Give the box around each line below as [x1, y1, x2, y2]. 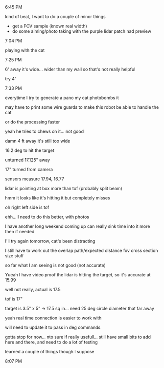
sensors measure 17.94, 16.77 [5, 176, 65, 182]
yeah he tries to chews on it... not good [5, 128, 84, 134]
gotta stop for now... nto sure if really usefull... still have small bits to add [5, 334, 151, 340]
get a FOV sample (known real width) [12, 23, 87, 29]
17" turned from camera [5, 167, 53, 172]
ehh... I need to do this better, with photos [5, 214, 90, 220]
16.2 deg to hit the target [5, 147, 55, 153]
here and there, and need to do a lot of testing [5, 339, 98, 345]
